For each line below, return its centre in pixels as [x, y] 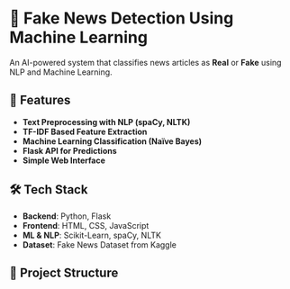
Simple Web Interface [64, 160]
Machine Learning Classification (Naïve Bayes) [112, 141]
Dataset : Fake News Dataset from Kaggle [100, 244]
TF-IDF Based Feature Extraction [85, 131]
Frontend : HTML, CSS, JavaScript [86, 225]
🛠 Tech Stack [49, 190]
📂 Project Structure [64, 272]
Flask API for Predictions [69, 150]
